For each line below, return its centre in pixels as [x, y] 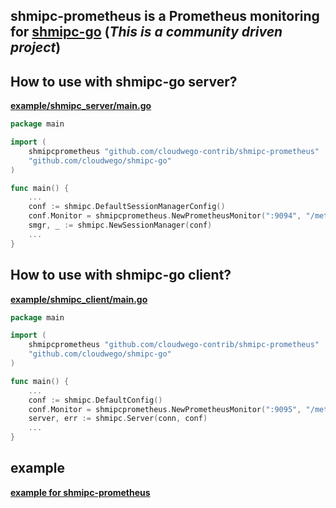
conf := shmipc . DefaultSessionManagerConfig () [127, 207]
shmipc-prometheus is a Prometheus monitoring [165, 16]
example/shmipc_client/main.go [79, 299]
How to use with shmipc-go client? [121, 275]
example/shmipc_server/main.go [81, 106]
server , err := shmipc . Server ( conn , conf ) [118, 419]
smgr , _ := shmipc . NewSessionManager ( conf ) [120, 225]
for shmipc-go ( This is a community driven [146, 32]
